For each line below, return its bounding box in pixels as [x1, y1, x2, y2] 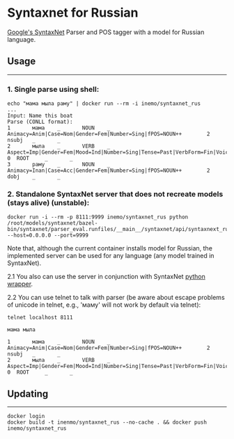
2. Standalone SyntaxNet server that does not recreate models [7, 189, 224, 199]
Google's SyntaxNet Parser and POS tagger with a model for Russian [7, 28, 205, 36]
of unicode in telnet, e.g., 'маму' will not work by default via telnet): [7, 301, 201, 309]
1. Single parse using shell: [7, 84, 100, 94]
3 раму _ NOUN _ [7, 161, 111, 168]
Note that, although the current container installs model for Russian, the [7, 244, 212, 253]
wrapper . [7, 280, 33, 288]
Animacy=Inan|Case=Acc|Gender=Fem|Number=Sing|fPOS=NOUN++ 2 [7, 167, 210, 175]
